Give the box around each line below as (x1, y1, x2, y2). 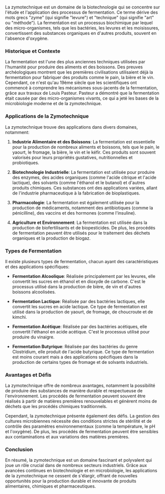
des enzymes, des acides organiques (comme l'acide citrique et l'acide (12, 174, 157, 180)
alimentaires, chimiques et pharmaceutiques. (5, 483, 96, 489)
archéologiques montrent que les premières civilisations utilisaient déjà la (5, 69, 153, 75)
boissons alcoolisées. (12, 289, 56, 295)
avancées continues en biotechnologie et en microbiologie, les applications (5, 467, 158, 473)
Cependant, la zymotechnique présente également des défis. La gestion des (5, 413, 160, 419)
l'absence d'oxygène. (5, 35, 49, 41)
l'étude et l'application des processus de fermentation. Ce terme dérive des (5, 9, 158, 15)
